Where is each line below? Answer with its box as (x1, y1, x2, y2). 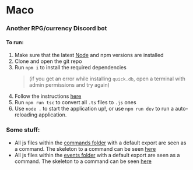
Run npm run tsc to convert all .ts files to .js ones (14, 99, 136, 106)
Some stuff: (6, 126, 40, 134)
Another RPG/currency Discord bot (6, 24, 107, 33)
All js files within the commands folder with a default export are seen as (14, 139, 187, 146)
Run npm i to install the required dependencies (14, 64, 127, 71)
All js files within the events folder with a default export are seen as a (14, 151, 180, 158)
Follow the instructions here (14, 93, 82, 100)
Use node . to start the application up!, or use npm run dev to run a (14, 105, 174, 112)
